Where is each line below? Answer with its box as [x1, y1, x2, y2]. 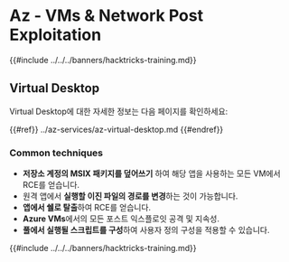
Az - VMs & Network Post [9, 5, 204, 26]
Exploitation [9, 24, 102, 45]
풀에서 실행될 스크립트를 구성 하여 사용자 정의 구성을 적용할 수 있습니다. [22, 225, 270, 236]
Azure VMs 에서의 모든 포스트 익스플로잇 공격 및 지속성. [22, 213, 219, 224]
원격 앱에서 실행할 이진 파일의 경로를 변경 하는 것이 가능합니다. [22, 191, 238, 201]
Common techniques [9, 146, 104, 159]
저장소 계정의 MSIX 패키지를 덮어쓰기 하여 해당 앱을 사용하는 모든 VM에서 [22, 168, 282, 179]
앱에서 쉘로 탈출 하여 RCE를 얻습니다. [22, 202, 152, 213]
